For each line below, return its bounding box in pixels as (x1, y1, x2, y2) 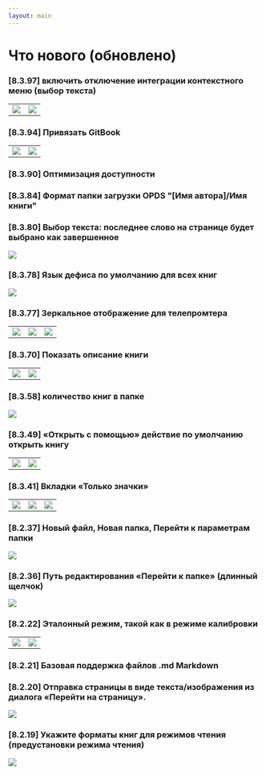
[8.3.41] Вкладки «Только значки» (8, 480, 149, 492)
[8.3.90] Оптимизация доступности (8, 169, 155, 180)
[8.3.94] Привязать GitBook (8, 127, 121, 138)
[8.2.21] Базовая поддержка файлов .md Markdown (8, 660, 219, 671)
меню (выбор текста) (8, 85, 96, 96)
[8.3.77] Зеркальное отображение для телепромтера (8, 307, 228, 318)
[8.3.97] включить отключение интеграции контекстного (8, 75, 244, 86)
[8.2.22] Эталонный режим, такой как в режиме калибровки (8, 618, 258, 629)
